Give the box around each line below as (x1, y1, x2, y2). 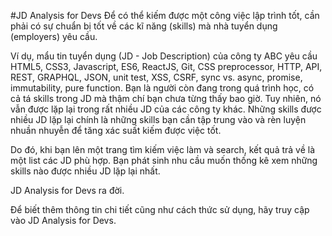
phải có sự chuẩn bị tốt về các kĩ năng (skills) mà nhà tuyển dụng (10, 20, 278, 32)
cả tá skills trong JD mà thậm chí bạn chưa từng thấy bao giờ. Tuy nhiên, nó (10, 93, 322, 104)
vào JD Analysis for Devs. (10, 215, 117, 226)
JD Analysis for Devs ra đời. (10, 185, 125, 196)
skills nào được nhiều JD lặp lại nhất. (10, 165, 161, 177)
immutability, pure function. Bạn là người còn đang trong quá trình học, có (10, 82, 315, 94)
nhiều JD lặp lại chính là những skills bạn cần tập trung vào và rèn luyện (10, 114, 307, 125)
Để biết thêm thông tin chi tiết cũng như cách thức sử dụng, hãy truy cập (10, 204, 310, 215)
